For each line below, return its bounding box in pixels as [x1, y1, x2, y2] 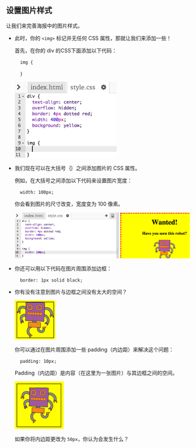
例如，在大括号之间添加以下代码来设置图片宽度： [14, 177, 132, 184]
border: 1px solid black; [20, 277, 83, 283]
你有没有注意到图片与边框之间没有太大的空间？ [14, 288, 127, 295]
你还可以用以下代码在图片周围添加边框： [14, 265, 112, 272]
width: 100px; [20, 189, 54, 195]
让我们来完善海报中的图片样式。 [6, 22, 83, 29]
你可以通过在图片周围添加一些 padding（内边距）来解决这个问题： [14, 346, 174, 353]
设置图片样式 [6, 5, 52, 16]
